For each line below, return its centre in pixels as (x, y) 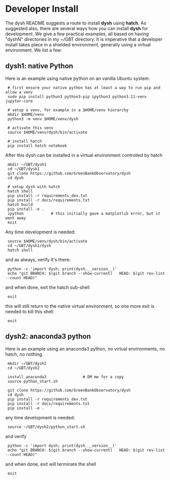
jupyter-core (19, 101)
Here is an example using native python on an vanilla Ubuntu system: (78, 78)
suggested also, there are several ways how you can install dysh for (77, 28)
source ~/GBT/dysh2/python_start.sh (46, 427)
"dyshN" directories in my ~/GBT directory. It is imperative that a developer (84, 39)
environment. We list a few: (34, 50)
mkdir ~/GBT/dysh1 (27, 164)
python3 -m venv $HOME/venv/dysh (43, 119)
